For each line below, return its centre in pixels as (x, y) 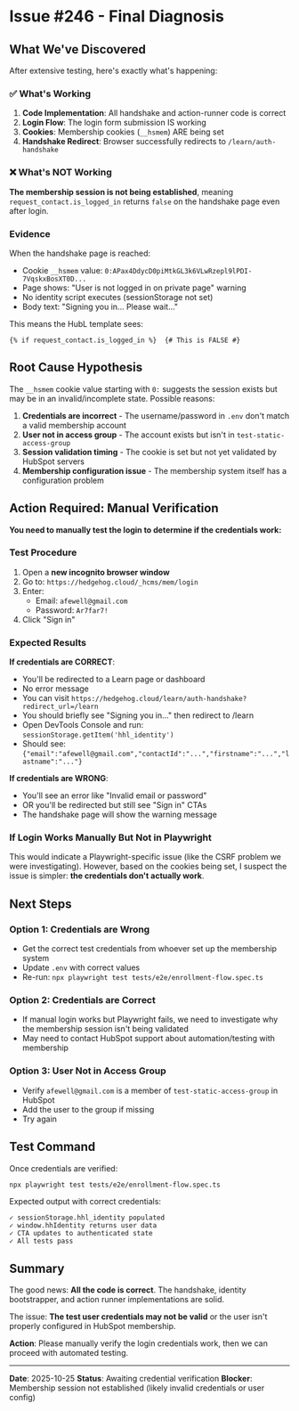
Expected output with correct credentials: (85, 1202)
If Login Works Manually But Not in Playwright (110, 837)
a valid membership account (74, 425)
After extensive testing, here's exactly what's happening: (113, 70)
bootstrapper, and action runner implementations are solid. (117, 1300)
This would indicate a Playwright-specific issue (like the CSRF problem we (145, 857)
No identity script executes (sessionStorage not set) (117, 297)
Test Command (53, 1147)
